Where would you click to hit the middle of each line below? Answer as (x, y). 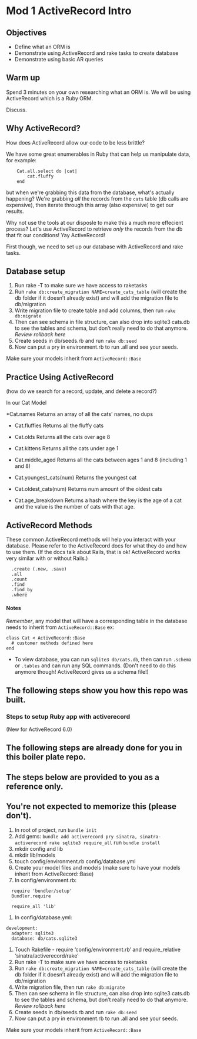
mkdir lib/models (35, 855)
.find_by (22, 590)
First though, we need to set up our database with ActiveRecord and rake (95, 247)
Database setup (36, 272)
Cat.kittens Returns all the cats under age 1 (66, 448)
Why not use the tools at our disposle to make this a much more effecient (95, 222)
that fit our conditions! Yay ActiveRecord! (56, 235)
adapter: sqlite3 (33, 933)
